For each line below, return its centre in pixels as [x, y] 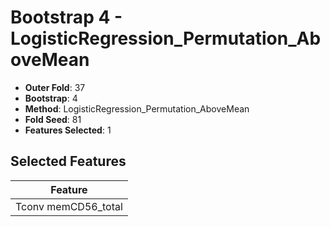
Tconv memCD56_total [69, 206]
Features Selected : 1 [68, 130]
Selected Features [68, 161]
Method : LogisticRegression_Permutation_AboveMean [137, 108]
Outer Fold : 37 [55, 87]
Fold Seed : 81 [53, 119]
